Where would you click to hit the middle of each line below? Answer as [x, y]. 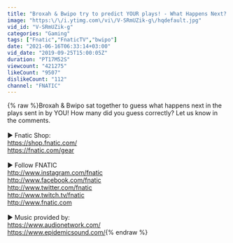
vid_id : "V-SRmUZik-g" [40, 27]
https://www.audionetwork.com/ [54, 225]
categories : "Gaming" [39, 33]
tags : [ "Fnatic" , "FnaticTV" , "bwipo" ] [62, 40]
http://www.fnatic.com [40, 203]
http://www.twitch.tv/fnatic [46, 195]
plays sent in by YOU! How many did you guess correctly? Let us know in [113, 113]
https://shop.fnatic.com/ [42, 143]
